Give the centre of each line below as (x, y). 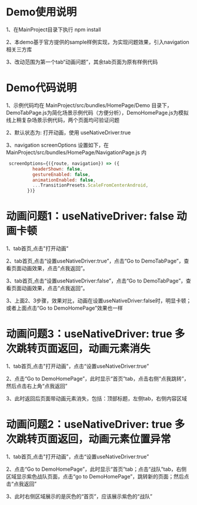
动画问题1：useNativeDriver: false (90, 216)
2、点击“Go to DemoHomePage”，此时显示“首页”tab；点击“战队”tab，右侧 (96, 469)
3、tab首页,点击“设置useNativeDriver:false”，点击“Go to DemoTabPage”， (96, 281)
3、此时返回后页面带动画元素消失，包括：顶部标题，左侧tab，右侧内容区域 (96, 398)
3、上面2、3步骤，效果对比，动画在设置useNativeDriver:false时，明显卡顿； (99, 301)
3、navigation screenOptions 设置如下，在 (58, 145)
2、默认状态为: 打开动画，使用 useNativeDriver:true (69, 132)
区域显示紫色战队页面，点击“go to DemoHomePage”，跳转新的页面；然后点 (98, 476)
